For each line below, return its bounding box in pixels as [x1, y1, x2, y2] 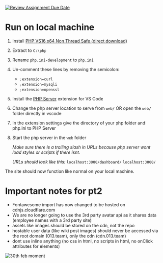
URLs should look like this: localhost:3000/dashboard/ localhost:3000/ [12, 159, 156, 165]
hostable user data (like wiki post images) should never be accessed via [12, 228, 158, 234]
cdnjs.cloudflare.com [12, 207, 55, 213]
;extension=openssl [19, 87, 60, 92]
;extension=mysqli [19, 82, 57, 87]
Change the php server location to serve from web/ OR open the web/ [12, 105, 151, 111]
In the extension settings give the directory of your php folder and [12, 120, 146, 126]
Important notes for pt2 [5, 186, 103, 197]
